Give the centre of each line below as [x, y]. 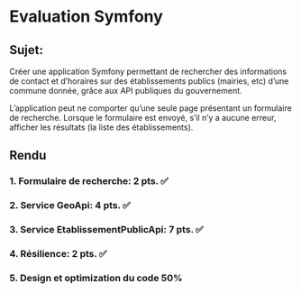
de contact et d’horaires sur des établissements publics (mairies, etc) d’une [149, 81]
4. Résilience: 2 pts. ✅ [58, 254]
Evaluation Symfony [87, 17]
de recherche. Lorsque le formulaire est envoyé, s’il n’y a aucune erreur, [143, 118]
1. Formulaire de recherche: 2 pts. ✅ [89, 181]
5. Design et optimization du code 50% [96, 278]
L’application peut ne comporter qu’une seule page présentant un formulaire [151, 108]
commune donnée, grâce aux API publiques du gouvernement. [126, 91]
